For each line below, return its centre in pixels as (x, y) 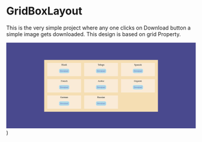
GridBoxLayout (44, 11)
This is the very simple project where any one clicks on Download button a (99, 28)
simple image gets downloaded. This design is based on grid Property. (94, 34)
